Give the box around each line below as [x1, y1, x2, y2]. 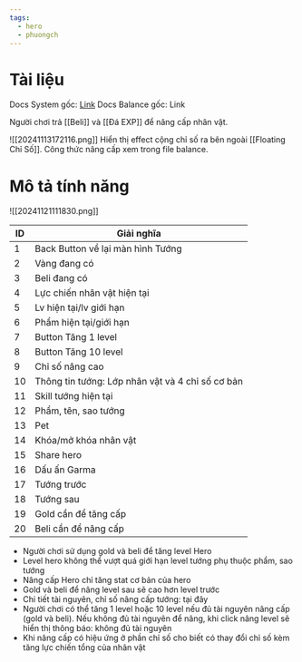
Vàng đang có [34, 258, 94, 270]
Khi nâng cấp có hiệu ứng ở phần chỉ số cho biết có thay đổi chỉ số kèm [22, 632, 290, 644]
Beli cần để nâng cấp [34, 522, 125, 535]
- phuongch [17, 30, 59, 39]
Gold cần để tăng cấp [34, 508, 127, 521]
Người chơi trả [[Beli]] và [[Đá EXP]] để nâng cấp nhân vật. [9, 117, 229, 128]
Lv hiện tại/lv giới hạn [34, 301, 125, 314]
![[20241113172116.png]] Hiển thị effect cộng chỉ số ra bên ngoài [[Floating [9, 134, 286, 145]
